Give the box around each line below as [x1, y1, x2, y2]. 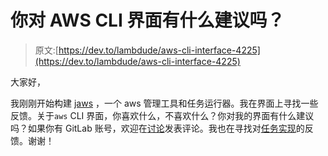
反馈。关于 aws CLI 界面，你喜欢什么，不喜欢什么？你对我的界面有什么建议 [10, 109, 315, 121]
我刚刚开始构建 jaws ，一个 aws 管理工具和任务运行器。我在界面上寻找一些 [10, 97, 319, 109]
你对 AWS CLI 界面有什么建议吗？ [10, 9, 285, 32]
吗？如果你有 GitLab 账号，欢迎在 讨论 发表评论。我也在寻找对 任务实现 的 [10, 122, 305, 134]
